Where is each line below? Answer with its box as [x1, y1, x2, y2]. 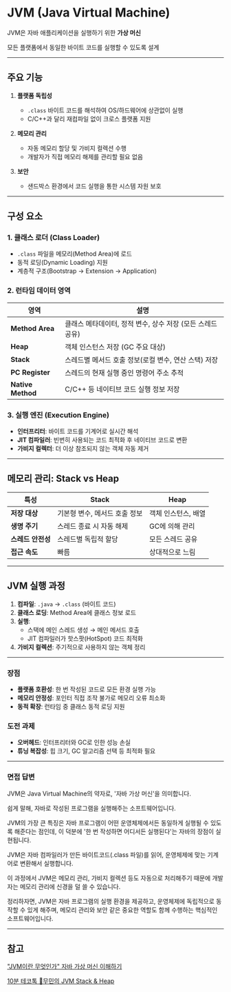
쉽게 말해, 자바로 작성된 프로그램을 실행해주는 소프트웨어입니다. [7, 804, 177, 812]
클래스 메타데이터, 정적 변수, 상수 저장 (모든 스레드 [65, 318, 218, 328]
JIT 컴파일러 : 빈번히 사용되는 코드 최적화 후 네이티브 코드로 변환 [16, 436, 188, 444]
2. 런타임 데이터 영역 [7, 286, 71, 296]
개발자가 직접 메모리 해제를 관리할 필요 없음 [27, 152, 143, 161]
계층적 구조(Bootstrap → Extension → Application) [16, 267, 157, 275]
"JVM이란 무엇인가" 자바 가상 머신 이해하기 [7, 962, 122, 971]
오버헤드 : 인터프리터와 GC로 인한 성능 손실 [16, 738, 131, 747]
